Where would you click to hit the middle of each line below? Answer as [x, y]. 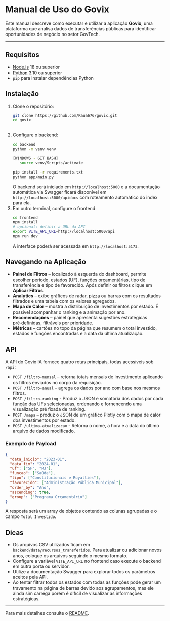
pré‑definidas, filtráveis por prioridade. [53, 323]
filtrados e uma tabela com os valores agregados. [64, 301]
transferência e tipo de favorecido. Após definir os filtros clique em [82, 285]
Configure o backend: [35, 135]
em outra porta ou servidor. [41, 566]
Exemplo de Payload [31, 444]
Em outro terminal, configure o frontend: [55, 208]
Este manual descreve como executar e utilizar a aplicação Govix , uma [79, 23]
